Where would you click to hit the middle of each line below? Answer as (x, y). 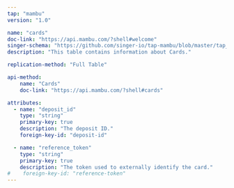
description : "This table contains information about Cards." (99, 52)
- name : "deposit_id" (45, 109)
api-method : (24, 77)
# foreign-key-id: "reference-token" (67, 174)
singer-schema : (29, 46)
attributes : (24, 103)
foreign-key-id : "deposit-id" (64, 135)
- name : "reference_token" (53, 148)
